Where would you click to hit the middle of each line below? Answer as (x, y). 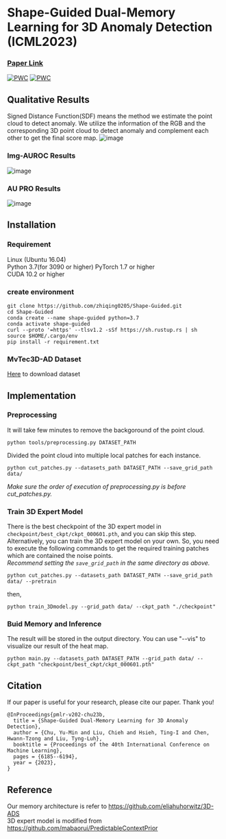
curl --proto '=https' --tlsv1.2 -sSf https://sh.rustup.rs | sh (102, 330)
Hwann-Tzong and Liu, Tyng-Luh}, (55, 739)
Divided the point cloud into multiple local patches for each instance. (104, 455)
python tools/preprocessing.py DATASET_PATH (72, 442)
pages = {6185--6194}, (46, 757)
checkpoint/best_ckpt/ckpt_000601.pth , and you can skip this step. (102, 534)
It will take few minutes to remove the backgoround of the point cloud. (106, 430)
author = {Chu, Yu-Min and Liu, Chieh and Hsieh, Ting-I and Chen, (112, 733)
